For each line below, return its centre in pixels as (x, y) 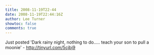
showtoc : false (21, 24)
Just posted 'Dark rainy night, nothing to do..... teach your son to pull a (77, 42)
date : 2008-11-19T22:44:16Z (34, 14)
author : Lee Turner (25, 19)
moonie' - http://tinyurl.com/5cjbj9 (40, 48)
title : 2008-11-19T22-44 (31, 10)
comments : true (21, 28)
